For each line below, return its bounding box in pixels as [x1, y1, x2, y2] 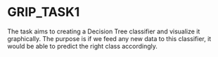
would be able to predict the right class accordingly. [7, 42, 158, 50]
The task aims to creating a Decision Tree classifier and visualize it [7, 27, 200, 35]
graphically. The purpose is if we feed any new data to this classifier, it [7, 34, 212, 42]
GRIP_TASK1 [7, 4, 80, 20]
